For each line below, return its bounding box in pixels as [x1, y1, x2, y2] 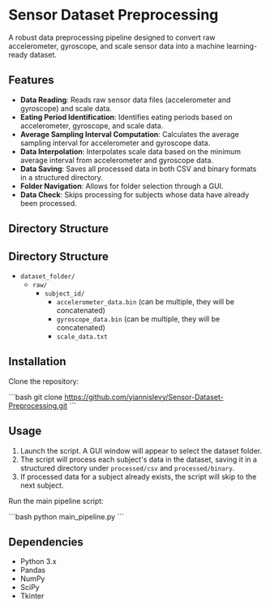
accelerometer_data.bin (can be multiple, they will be [56, 296, 235, 306]
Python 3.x [19, 557, 57, 566]
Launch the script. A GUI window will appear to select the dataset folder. [19, 446, 263, 455]
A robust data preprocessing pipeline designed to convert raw [8, 32, 216, 42]
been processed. [19, 198, 77, 208]
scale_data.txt [56, 333, 108, 341]
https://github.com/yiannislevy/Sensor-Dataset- [64, 392, 225, 402]
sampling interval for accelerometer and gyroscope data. [19, 138, 211, 148]
